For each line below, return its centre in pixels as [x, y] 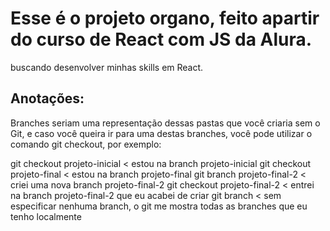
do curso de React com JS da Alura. [161, 39]
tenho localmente [46, 216]
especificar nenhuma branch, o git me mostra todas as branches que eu [159, 206]
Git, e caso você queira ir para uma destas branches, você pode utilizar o [161, 133]
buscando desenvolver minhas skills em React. [107, 67]
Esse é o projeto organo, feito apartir [165, 18]
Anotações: [47, 98]
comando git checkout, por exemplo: [86, 144]
